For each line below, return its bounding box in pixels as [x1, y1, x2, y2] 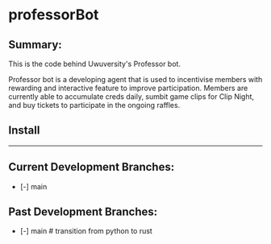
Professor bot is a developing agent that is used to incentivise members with [8, 75, 263, 84]
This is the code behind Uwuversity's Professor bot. [8, 59, 181, 68]
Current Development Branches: [8, 160, 175, 174]
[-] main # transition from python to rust [19, 226, 153, 236]
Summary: [8, 38, 62, 52]
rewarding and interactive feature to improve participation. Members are [8, 83, 248, 93]
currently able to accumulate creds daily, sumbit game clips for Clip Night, [8, 92, 255, 101]
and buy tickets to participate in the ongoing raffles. [8, 101, 181, 110]
